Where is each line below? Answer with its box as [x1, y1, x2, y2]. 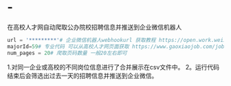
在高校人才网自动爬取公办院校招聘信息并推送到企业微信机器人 [7, 23, 182, 31]
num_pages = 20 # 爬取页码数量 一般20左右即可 [7, 50, 127, 56]
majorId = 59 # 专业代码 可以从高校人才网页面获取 [7, 43, 129, 50]
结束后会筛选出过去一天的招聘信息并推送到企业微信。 [7, 72, 158, 80]
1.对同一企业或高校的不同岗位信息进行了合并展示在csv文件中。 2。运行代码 [7, 63, 220, 71]
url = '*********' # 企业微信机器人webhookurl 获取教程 [7, 36, 156, 43]
